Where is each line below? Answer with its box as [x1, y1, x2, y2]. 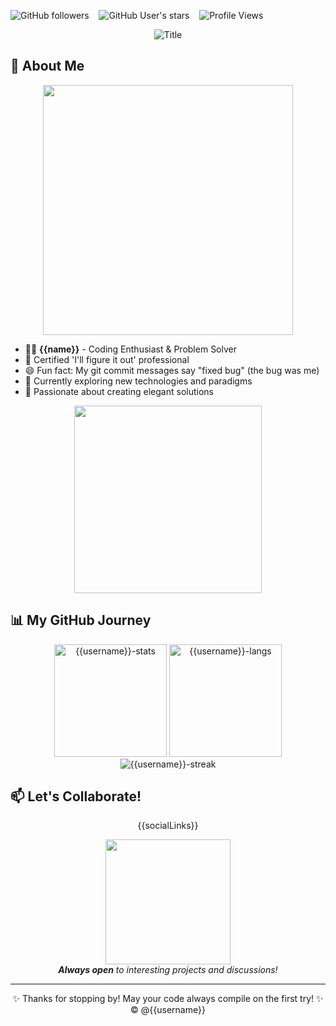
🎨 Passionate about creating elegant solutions [24, 385, 214, 397]
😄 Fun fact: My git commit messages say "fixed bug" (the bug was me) [24, 364, 320, 376]
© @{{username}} [130, 1004, 206, 1016]
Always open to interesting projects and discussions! [58, 964, 278, 976]
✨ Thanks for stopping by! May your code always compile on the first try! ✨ [12, 993, 324, 1005]
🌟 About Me [10, 58, 85, 75]
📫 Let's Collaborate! [10, 788, 142, 805]
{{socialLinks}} [137, 820, 199, 832]
